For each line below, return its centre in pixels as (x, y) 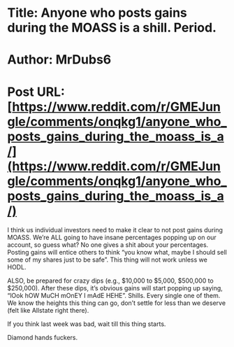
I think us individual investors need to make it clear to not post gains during (115, 230)
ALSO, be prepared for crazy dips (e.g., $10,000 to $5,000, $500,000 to (111, 281)
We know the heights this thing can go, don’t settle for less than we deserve (116, 303)
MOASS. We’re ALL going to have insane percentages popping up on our (112, 238)
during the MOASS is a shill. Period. (112, 28)
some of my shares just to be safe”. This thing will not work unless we (107, 260)
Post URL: (36, 92)
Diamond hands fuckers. (43, 338)
